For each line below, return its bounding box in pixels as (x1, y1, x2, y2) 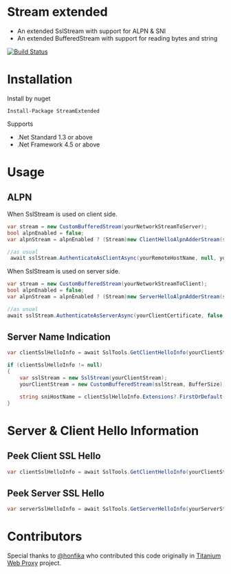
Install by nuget (7, 94, 51, 102)
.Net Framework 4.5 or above (16, 140, 100, 148)
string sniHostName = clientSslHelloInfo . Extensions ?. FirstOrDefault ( (19, 393, 226, 400)
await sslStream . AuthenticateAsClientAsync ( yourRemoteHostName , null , (10, 255, 217, 262)
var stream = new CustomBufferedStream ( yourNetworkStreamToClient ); (7, 280, 208, 287)
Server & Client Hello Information (7, 423, 199, 439)
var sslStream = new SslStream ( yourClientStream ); (19, 375, 168, 382)
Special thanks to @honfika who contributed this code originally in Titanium (7, 551, 221, 560)
